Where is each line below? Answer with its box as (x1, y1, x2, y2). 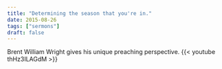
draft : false (7, 29, 45, 36)
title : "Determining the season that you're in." (7, 10, 153, 17)
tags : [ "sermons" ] (7, 23, 60, 29)
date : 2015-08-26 (7, 16, 57, 23)
